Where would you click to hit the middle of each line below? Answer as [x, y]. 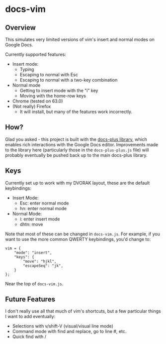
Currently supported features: [36, 54]
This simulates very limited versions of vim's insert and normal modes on [80, 39]
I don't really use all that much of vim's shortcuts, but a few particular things [83, 311]
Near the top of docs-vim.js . [34, 284]
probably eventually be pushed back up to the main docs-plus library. [76, 155]
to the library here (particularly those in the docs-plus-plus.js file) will [77, 150]
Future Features [30, 299]
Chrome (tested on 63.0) [38, 101]
